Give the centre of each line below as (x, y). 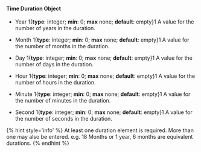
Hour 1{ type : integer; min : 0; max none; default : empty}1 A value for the (105, 76)
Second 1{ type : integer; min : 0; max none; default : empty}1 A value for (104, 112)
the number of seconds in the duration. (64, 119)
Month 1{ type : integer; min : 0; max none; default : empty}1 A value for (102, 40)
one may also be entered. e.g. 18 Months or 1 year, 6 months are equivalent (100, 137)
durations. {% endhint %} (38, 143)
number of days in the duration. (54, 65)
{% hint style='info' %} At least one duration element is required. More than (100, 130)
